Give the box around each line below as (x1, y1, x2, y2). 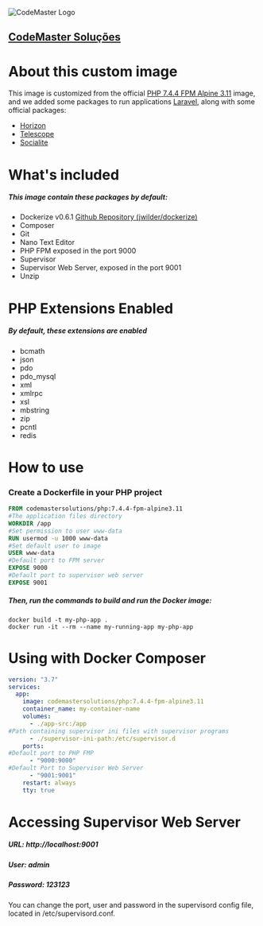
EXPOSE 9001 (8, 579, 48, 587)
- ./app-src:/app (29, 719, 87, 727)
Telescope (19, 130, 54, 139)
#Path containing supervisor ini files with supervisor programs (8, 727, 229, 735)
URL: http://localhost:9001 (8, 839, 99, 850)
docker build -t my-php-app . (8, 616, 109, 624)
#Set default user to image (8, 541, 102, 550)
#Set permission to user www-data (8, 527, 123, 535)
